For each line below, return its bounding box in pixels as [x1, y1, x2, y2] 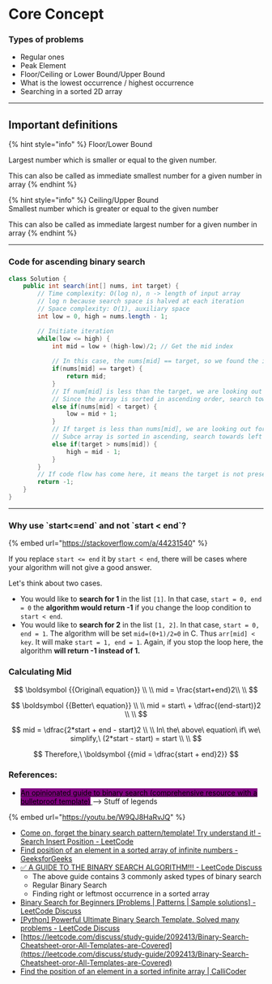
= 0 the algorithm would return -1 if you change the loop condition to [19, 602, 252, 613]
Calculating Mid [8, 667, 72, 678]
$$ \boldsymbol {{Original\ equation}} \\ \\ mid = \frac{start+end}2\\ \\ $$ [14, 684, 258, 694]
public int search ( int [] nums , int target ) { [23, 282, 180, 291]
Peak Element [19, 61, 66, 71]
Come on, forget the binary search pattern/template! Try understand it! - [19, 827, 261, 837]
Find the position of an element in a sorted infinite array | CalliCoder [19, 966, 247, 976]
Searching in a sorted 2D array [19, 87, 123, 97]
